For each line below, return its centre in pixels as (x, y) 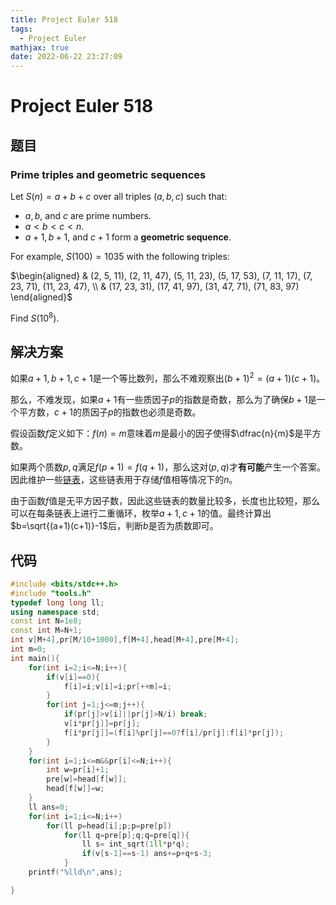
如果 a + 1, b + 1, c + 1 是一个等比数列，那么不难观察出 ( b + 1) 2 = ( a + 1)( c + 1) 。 (168, 378)
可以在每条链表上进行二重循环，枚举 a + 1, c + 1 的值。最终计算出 (141, 513)
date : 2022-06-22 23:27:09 (66, 57)
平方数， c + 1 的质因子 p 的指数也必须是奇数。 (110, 412)
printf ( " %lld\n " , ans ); (75, 872)
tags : (21, 29)
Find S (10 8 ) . (35, 317)
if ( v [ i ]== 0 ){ (73, 677)
